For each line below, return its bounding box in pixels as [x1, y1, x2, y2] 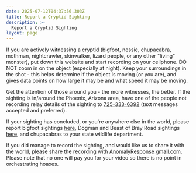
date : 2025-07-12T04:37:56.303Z [6, 8, 85, 15]
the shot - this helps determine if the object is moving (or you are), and [6, 71, 177, 78]
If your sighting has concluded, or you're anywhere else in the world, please [6, 118, 190, 125]
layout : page [6, 30, 38, 36]
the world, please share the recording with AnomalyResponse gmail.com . [6, 148, 183, 155]
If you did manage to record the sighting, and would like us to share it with [6, 142, 185, 149]
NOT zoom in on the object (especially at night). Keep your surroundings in [6, 65, 187, 72]
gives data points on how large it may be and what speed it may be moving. [6, 77, 188, 84]
